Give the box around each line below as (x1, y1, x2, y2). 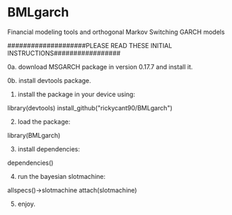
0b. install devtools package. (7, 76, 92, 85)
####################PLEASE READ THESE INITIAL (7, 41, 173, 50)
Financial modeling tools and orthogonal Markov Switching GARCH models (7, 28, 225, 36)
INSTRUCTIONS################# (7, 49, 121, 57)
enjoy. (17, 199, 36, 208)
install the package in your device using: (17, 90, 136, 98)
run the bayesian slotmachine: (17, 172, 106, 180)
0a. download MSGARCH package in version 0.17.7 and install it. (7, 62, 193, 71)
